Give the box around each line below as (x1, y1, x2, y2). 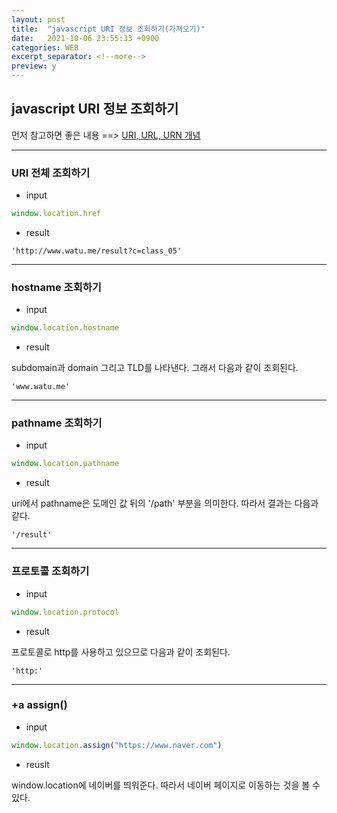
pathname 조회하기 (11, 416, 103, 430)
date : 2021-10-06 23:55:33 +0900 (11, 33, 160, 43)
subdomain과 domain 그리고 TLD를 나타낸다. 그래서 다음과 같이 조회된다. (11, 362, 299, 374)
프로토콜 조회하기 (11, 564, 90, 578)
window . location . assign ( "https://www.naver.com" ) (11, 740, 223, 750)
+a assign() (11, 698, 68, 712)
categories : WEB (11, 42, 79, 53)
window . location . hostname (11, 323, 119, 333)
